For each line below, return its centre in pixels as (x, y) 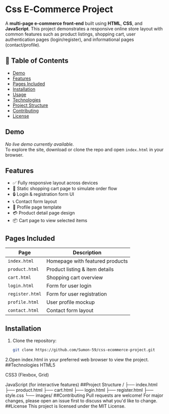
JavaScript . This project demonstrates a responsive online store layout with (84, 28)
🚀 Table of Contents (37, 61)
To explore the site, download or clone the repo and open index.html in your (84, 149)
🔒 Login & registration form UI (43, 194)
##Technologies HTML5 (30, 365)
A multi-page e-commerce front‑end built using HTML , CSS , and (74, 23)
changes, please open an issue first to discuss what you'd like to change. (81, 400)
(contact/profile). (23, 45)
